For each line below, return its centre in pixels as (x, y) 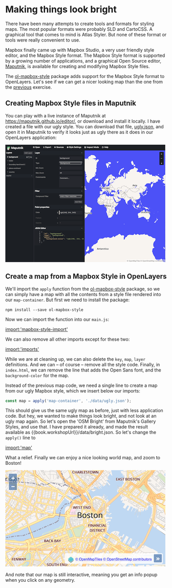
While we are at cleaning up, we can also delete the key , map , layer (76, 359)
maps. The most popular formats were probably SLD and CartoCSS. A (79, 29)
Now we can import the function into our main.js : (57, 319)
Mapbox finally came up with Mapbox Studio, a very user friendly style (80, 50)
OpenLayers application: (31, 138)
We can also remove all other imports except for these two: (68, 339)
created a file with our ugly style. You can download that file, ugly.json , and (84, 126)
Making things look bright (61, 9)
